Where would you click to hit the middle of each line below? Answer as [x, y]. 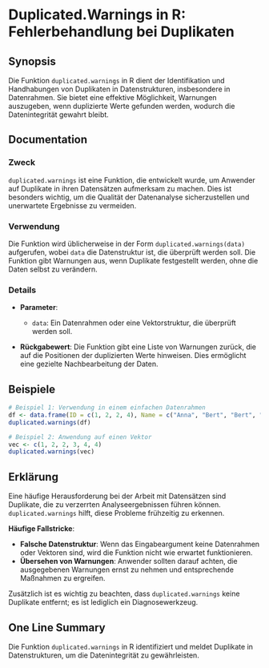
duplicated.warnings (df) [50, 422]
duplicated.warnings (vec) [51, 452]
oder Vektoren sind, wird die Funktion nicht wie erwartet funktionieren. [136, 553]
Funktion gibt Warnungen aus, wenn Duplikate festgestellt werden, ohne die [133, 260]
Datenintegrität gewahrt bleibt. [59, 115]
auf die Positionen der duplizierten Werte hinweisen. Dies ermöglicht [133, 356]
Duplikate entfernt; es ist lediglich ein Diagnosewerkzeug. [103, 602]
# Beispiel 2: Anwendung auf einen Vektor [80, 437]
